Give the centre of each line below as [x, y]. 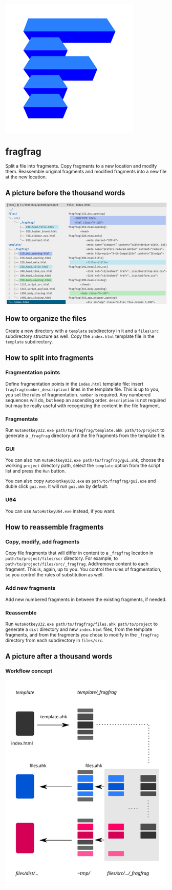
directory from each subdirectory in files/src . [55, 640]
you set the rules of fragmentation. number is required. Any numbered [78, 394]
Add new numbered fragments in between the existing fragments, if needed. [86, 599]
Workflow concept [29, 671]
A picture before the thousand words [65, 193]
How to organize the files [46, 319]
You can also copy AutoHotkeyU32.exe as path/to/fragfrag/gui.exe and [81, 481]
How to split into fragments [49, 358]
